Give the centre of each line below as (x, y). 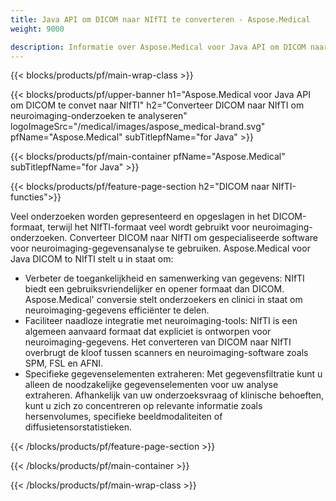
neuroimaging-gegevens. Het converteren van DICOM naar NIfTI (158, 342)
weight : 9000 (37, 29)
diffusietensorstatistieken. (78, 427)
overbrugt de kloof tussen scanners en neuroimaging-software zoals (166, 353)
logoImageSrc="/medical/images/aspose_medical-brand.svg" (138, 127)
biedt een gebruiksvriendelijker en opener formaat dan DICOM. (154, 289)
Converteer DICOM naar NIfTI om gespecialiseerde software (193, 238)
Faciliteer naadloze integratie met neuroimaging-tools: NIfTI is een (161, 321)
